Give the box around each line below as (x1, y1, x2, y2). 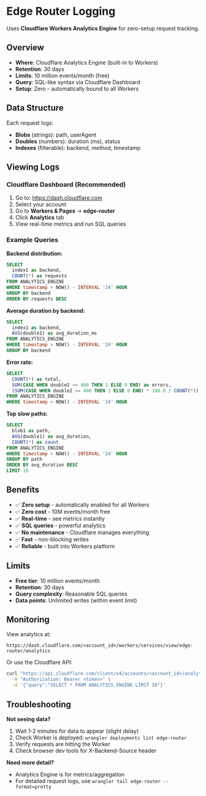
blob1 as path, (12, 428, 51, 434)
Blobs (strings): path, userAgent (15, 131, 97, 138)
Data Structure (6, 103, 64, 113)
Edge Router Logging (6, 4, 116, 18)
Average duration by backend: (6, 307, 85, 314)
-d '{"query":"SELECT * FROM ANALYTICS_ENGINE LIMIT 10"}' (12, 682, 166, 688)
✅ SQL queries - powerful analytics (15, 521, 106, 529)
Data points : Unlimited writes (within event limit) (15, 596, 137, 604)
